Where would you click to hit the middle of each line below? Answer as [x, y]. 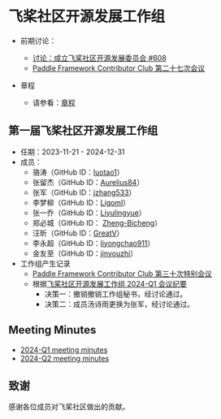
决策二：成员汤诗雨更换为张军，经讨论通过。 [119, 304]
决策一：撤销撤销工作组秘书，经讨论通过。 [116, 294]
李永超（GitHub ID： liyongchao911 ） [93, 243]
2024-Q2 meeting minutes [65, 358]
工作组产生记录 [45, 263]
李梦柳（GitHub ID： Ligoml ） [81, 202]
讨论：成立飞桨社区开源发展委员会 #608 [99, 58]
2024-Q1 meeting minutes [64, 349]
